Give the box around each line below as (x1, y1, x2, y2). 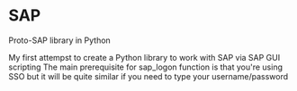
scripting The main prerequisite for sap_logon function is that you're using (8, 62, 283, 72)
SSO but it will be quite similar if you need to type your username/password (8, 70, 289, 81)
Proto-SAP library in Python (8, 35, 112, 45)
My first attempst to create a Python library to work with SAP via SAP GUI (8, 52, 281, 62)
